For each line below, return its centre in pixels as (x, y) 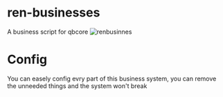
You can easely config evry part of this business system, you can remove (112, 78)
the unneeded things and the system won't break (77, 86)
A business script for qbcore (48, 32)
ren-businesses (54, 13)
